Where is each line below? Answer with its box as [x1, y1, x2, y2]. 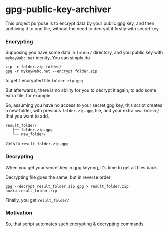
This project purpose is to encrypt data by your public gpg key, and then [5, 20, 154, 26]
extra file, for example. [5, 93, 52, 99]
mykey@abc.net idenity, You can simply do [5, 55, 90, 61]
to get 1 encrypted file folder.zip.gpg [5, 78, 83, 84]
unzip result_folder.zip [5, 188, 57, 193]
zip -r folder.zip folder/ [5, 64, 62, 70]
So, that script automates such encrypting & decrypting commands [5, 221, 144, 227]
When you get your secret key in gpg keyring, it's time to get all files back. [5, 164, 158, 170]
